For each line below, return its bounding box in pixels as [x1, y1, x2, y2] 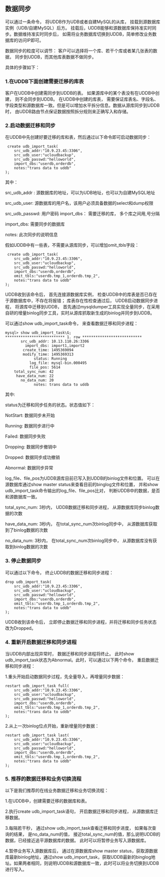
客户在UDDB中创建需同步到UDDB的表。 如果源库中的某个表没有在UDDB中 [5, 90, 156, 96]
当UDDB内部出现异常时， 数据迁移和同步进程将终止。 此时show [5, 651, 134, 656]
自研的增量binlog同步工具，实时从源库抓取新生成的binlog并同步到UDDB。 [5, 310, 155, 316]
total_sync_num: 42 [14, 369, 54, 374]
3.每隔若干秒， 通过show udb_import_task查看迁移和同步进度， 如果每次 [5, 825, 152, 831]
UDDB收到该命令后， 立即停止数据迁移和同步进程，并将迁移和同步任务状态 [5, 619, 157, 625]
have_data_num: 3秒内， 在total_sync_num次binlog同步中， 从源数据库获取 [5, 521, 158, 527]
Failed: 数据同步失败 [5, 433, 46, 439]
